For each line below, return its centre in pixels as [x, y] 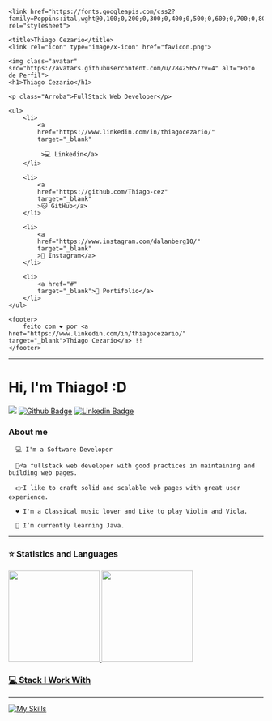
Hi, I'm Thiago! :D [68, 388]
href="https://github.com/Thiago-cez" [103, 192]
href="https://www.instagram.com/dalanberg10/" [119, 241]
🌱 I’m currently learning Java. [70, 526]
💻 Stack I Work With [50, 680]
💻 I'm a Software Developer [64, 450]
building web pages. [43, 473]
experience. [28, 497]
